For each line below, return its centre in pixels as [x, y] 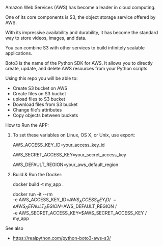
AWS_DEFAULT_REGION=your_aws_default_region [65, 165]
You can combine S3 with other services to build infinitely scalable [75, 48]
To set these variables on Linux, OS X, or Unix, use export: [74, 135]
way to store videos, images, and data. [46, 38]
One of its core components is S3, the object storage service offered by [80, 17]
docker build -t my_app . [38, 184]
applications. [19, 53]
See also [15, 228]
